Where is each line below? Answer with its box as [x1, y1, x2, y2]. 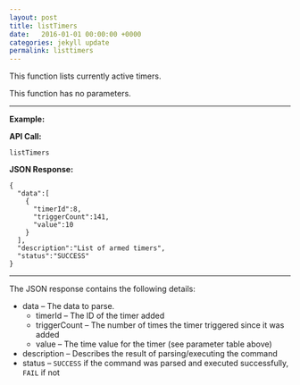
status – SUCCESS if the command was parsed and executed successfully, [21, 358, 289, 369]
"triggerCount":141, [32, 213, 110, 222]
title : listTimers [9, 21, 78, 30]
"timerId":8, [32, 205, 82, 214]
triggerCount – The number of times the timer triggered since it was [35, 320, 285, 331]
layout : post [9, 13, 58, 22]
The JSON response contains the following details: [9, 283, 196, 295]
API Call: [9, 131, 42, 142]
